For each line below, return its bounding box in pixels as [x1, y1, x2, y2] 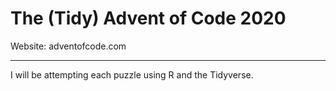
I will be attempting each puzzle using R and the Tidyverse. [10, 68, 254, 81]
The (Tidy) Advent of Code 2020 [10, 7, 287, 30]
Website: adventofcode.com [10, 40, 127, 52]
